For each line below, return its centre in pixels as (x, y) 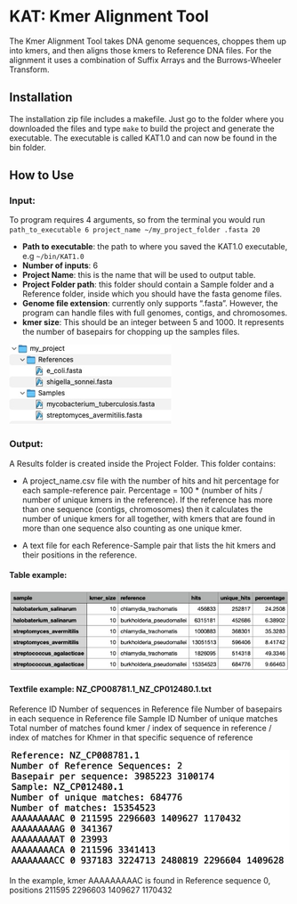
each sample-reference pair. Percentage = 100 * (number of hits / (142, 490)
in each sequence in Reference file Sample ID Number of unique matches (144, 718)
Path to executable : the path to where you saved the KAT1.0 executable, (155, 247)
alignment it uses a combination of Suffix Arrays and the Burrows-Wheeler (145, 60)
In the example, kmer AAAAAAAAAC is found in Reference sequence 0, (140, 880)
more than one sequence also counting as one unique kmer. (132, 528)
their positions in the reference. (80, 555)
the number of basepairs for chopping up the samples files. (131, 332)
